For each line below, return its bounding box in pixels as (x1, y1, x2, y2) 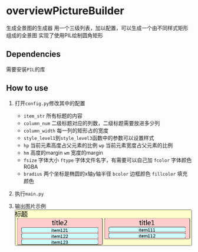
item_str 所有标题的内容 (23, 112, 82, 119)
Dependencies (6, 49, 61, 60)
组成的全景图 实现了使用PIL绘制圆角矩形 (6, 31, 103, 39)
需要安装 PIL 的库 (6, 66, 45, 73)
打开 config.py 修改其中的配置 (14, 99, 85, 107)
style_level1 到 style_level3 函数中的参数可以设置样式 (23, 134, 154, 141)
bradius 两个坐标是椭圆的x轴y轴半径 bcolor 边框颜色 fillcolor (23, 170, 176, 177)
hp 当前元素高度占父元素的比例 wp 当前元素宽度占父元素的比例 (23, 142, 173, 149)
